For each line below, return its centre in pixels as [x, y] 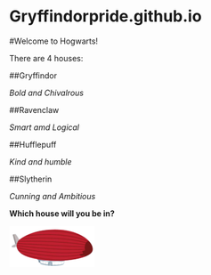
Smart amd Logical [45, 127]
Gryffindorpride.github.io [105, 16]
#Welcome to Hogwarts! [54, 41]
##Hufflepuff [33, 144]
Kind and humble [41, 161]
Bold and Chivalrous [47, 93]
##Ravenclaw [34, 109]
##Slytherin [31, 179]
